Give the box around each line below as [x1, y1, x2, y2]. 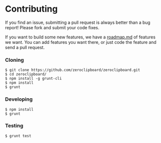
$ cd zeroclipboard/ [5, 72, 47, 77]
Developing [5, 96, 33, 103]
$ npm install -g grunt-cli [5, 76, 62, 81]
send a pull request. [5, 44, 45, 50]
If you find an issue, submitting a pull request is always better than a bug [5, 19, 151, 25]
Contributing [5, 3, 58, 15]
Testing [5, 123, 23, 129]
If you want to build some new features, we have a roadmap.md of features [5, 34, 156, 40]
